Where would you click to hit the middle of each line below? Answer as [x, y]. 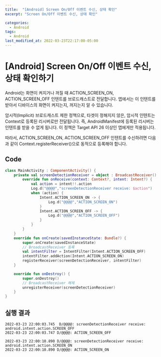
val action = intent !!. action [61, 184]
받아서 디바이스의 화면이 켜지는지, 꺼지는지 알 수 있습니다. [59, 105]
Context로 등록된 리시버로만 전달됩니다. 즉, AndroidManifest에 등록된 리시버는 [80, 121]
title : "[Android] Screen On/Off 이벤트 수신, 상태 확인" [61, 9]
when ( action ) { [47, 193]
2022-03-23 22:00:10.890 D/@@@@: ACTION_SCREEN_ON [57, 350]
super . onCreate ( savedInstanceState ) [59, 243]
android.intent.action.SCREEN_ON [39, 345]
